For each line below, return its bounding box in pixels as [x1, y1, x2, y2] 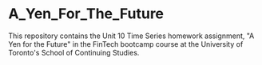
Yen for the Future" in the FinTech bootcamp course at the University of [8, 39, 244, 48]
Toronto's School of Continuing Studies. [8, 48, 140, 57]
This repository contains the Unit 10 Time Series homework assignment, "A [8, 31, 255, 40]
